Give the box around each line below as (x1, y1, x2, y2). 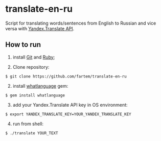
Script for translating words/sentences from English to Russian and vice (5, 20, 156, 26)
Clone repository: (12, 64, 50, 70)
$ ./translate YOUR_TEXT (5, 130, 58, 136)
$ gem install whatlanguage (5, 93, 65, 98)
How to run (5, 41, 41, 49)
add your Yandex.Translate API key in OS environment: (12, 102, 128, 108)
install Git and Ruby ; (12, 54, 55, 60)
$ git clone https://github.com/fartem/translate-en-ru (5, 74, 127, 79)
